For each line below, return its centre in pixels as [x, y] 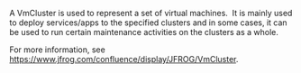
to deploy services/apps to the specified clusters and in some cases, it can [148, 23]
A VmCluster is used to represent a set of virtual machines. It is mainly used [151, 13]
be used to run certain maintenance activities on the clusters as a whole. [144, 32]
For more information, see [57, 50]
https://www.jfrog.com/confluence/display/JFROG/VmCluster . [124, 59]
